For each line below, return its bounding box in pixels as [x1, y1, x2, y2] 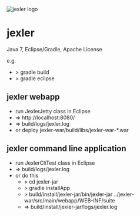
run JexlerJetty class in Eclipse [15, 107, 91, 114]
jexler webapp [6, 92, 60, 102]
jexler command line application [6, 143, 126, 153]
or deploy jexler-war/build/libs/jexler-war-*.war [15, 126, 129, 133]
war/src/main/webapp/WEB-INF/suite [24, 197, 115, 204]
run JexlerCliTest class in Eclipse [15, 159, 95, 166]
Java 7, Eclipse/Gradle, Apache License [6, 45, 102, 53]
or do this [15, 172, 39, 179]
